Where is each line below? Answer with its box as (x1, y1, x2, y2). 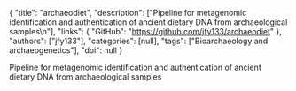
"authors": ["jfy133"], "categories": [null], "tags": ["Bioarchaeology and (9, 35, 269, 46)
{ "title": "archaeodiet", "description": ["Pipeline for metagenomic (9, 8, 247, 18)
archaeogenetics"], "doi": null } (9, 45, 123, 56)
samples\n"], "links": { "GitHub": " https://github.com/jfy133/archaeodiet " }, (9, 27, 282, 36)
